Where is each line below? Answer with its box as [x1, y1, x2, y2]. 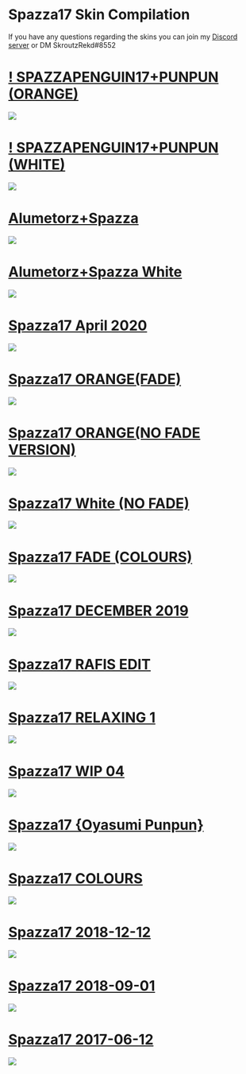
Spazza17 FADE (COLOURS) [8, 548, 193, 566]
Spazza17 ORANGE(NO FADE [8, 424, 201, 442]
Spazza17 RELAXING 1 [8, 709, 156, 727]
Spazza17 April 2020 [8, 316, 148, 335]
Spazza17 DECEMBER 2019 [8, 602, 189, 619]
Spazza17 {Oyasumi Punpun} [8, 816, 204, 834]
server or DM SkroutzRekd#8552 [8, 40, 117, 49]
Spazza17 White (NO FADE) [8, 494, 190, 512]
